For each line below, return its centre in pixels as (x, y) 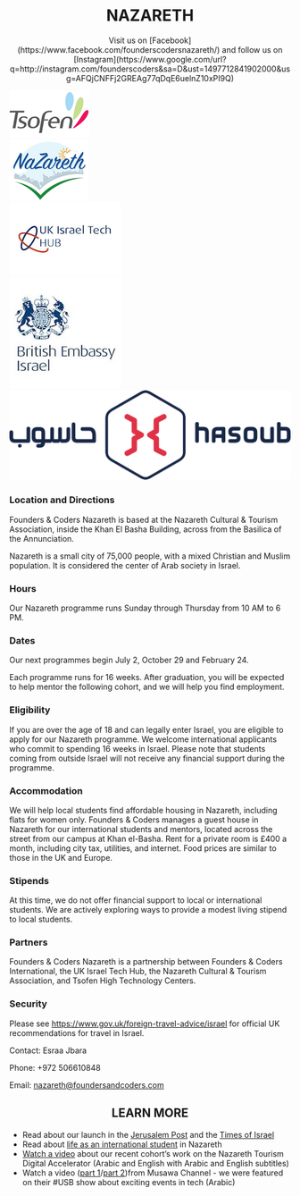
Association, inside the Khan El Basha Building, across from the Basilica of (146, 529)
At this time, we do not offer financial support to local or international (136, 900)
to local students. (41, 919)
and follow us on (252, 49)
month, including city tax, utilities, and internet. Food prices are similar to (143, 848)
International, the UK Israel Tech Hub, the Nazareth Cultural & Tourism (138, 972)
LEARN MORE (150, 1113)
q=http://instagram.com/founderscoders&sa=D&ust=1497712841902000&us (150, 69)
